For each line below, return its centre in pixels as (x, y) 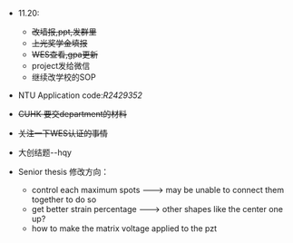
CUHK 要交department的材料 (72, 114)
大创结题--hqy (45, 152)
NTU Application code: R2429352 (80, 95)
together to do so (64, 199)
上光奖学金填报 (59, 43)
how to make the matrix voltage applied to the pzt (124, 228)
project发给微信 (61, 66)
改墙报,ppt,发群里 (64, 32)
